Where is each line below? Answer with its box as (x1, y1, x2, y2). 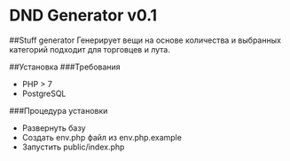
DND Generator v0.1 (9, 5, 158, 26)
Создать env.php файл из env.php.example (21, 132, 182, 142)
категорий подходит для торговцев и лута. (9, 44, 170, 54)
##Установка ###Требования (9, 61, 121, 72)
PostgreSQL (21, 88, 67, 99)
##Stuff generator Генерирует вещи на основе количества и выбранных (9, 35, 282, 45)
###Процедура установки (9, 105, 108, 116)
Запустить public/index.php (21, 141, 125, 152)
